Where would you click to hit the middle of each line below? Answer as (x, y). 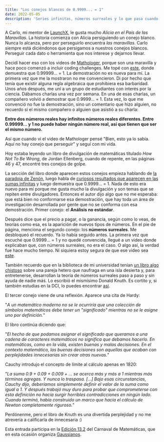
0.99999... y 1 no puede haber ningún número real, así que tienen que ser (81, 124)
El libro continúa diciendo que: (36, 325)
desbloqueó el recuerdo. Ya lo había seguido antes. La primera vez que (77, 235)
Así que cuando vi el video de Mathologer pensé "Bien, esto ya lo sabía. (77, 139)
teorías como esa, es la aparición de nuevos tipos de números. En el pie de (81, 224)
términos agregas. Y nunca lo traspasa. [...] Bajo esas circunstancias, (76, 379)
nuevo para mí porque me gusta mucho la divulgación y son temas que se (79, 189)
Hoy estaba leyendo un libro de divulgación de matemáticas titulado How (79, 154)
